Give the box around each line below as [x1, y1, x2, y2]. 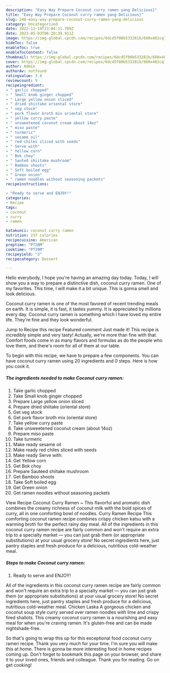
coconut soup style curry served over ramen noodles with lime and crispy [6, 609, 159, 615]
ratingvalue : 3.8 [6, 73, 42, 78]
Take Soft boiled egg [13, 479, 56, 485]
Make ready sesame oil [13, 442, 62, 448]
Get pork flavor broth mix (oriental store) [13, 415, 97, 421]
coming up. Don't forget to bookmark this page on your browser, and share [6, 651, 162, 657]
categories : [6, 195, 31, 201]
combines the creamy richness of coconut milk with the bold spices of [6, 505, 152, 511]
